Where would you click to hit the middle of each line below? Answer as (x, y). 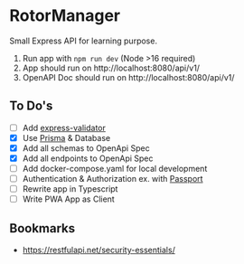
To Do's (31, 106)
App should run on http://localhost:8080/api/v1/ (111, 68)
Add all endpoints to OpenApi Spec (88, 158)
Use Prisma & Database (66, 137)
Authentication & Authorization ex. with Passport (113, 179)
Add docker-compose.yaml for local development (115, 169)
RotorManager (65, 16)
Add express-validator (64, 127)
